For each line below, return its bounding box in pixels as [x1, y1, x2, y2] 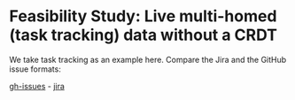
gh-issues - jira [9, 81, 65, 91]
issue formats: [9, 64, 62, 74]
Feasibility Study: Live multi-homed [9, 6, 277, 27]
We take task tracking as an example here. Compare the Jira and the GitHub [9, 54, 287, 65]
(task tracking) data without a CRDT [9, 25, 277, 45]
